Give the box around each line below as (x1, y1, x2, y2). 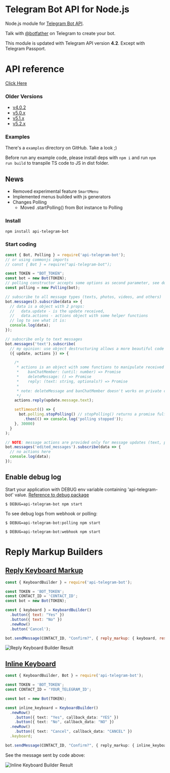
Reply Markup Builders (5, 546, 103, 557)
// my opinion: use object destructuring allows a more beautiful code (10, 346, 164, 351)
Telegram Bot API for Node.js (5, 4, 130, 15)
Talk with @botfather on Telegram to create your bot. (5, 30, 116, 36)
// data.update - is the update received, (10, 309, 105, 314)
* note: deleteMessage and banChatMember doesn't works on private (16, 388, 162, 394)
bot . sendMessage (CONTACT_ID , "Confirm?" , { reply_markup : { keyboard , (5, 636, 157, 641)
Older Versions (5, 93, 43, 100)
